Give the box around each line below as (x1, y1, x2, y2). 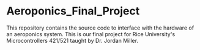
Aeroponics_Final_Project (6, 4, 140, 18)
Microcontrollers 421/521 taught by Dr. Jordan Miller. (6, 37, 139, 44)
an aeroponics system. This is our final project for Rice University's (6, 30, 176, 37)
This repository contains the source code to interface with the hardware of (6, 24, 194, 31)
